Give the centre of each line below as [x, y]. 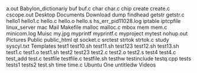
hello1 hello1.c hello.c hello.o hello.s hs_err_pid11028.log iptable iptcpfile [93, 21]
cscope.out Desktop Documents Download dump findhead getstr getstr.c [95, 15]
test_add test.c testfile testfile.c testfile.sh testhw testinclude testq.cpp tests [98, 59]
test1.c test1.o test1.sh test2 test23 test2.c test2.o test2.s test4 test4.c [91, 52]
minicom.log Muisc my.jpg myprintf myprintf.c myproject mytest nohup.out [97, 34]
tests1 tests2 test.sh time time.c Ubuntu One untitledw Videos [81, 65]
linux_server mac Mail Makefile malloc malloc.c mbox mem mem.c [87, 27]
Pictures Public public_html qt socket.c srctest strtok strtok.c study [88, 40]
